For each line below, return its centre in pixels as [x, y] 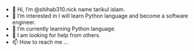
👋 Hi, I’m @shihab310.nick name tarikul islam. [69, 9]
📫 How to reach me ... [40, 42]
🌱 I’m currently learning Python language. [64, 29]
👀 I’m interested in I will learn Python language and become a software [100, 16]
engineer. [24, 22]
